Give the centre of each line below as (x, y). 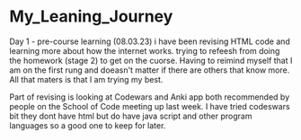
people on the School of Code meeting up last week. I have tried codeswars (150, 106)
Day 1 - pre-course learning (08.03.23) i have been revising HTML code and (150, 41)
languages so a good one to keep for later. (88, 125)
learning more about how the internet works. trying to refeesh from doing (145, 50)
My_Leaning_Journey (91, 17)
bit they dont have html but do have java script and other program (131, 116)
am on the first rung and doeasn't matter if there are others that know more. (150, 70)
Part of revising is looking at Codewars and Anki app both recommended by (150, 97)
